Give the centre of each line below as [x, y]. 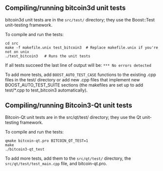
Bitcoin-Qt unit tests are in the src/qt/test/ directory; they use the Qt [73, 117]
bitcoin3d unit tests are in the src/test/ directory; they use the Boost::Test [80, 19]
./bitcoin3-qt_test [25, 149]
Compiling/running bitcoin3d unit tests [65, 8]
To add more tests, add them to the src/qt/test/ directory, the [68, 158]
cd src [12, 43]
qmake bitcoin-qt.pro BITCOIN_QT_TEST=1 [47, 141]
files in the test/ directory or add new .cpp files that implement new [72, 79]
